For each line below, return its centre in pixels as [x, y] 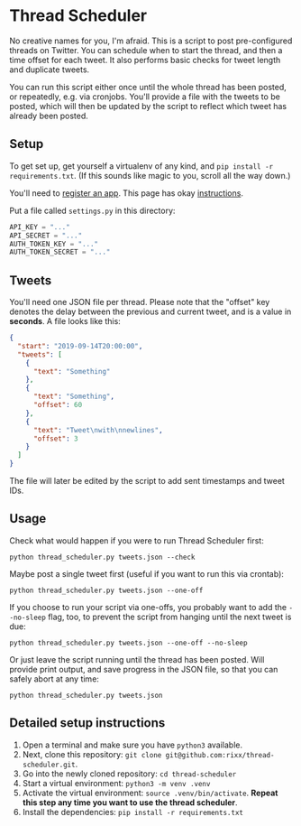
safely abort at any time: [54, 679]
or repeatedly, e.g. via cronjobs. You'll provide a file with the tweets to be [145, 97]
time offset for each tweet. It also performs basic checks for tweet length [145, 60]
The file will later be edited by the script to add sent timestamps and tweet [147, 481]
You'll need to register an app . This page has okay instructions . [126, 193]
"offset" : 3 [55, 439]
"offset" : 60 [58, 405]
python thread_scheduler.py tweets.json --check [102, 557]
